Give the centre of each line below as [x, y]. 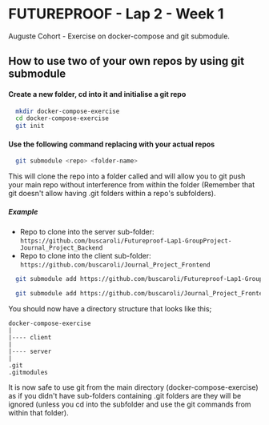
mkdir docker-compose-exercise [68, 111]
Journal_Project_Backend [61, 248]
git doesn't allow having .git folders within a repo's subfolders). [112, 194]
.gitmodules [28, 372]
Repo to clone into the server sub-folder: [87, 232]
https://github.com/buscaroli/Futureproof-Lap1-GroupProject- [126, 241]
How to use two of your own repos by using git [126, 61]
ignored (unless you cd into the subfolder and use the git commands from [130, 404]
